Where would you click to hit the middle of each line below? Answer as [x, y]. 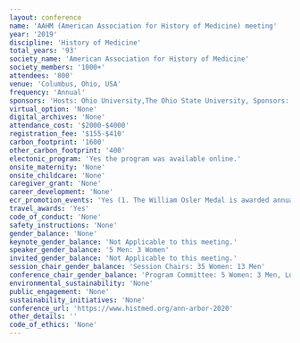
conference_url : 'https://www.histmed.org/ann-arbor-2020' [121, 308]
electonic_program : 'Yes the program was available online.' [125, 159]
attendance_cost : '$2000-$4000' [69, 126]
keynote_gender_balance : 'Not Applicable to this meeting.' [124, 242]
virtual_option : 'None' [54, 109]
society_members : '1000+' [57, 68]
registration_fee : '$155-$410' [67, 134]
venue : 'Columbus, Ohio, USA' [66, 84]
